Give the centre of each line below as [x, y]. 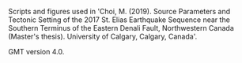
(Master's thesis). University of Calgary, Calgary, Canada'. [103, 36]
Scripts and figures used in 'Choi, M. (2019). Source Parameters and [119, 11]
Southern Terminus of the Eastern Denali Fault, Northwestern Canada [121, 28]
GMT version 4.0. [36, 52]
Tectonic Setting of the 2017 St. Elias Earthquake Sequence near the [119, 20]
